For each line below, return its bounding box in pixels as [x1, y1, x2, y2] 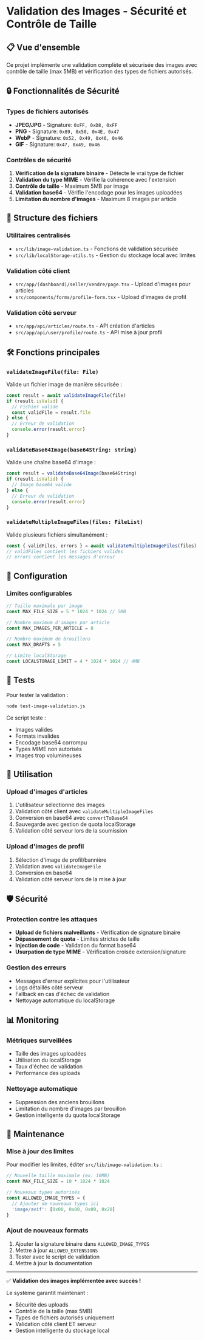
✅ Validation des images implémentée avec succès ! [6, 1277, 141, 1284]
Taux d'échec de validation [15, 1063, 83, 1070]
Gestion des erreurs [6, 963, 67, 972]
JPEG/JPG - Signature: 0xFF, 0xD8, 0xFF [15, 121, 118, 128]
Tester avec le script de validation [15, 1253, 100, 1260]
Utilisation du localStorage [15, 1056, 81, 1064]
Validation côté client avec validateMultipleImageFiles [15, 808, 154, 815]
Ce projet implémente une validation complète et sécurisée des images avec [6, 61, 197, 68]
